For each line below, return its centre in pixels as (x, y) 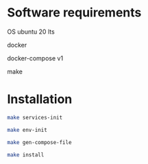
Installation (40, 99)
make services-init (35, 117)
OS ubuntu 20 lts (31, 32)
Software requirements (74, 13)
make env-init (27, 130)
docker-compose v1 (35, 58)
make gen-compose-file (39, 142)
